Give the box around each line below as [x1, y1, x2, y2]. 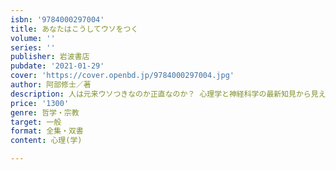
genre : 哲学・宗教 [10, 107, 80, 118]
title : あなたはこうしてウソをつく [10, 24, 139, 34]
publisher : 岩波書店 [10, 52, 90, 62]
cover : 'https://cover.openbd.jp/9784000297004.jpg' [10, 71, 235, 81]
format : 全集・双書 [10, 126, 84, 136]
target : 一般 [10, 117, 62, 127]
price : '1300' [10, 98, 70, 108]
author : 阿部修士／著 [10, 80, 92, 90]
